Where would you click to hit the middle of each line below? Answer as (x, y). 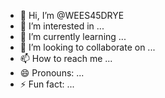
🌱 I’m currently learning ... (73, 36)
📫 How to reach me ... (66, 58)
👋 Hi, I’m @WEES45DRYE (72, 15)
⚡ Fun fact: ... (47, 84)
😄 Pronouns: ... (52, 73)
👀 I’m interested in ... (62, 26)
